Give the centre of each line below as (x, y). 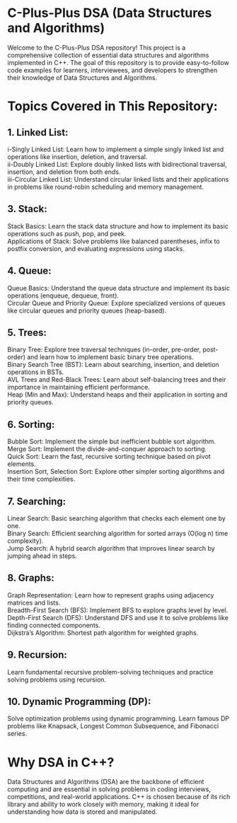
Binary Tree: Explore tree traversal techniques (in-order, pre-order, (104, 350)
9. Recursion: (37, 655)
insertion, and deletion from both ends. (64, 172)
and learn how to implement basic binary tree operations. (110, 357)
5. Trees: (27, 333)
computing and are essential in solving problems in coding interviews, (109, 789)
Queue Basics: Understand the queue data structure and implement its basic (118, 288)
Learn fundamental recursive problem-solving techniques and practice (110, 672)
